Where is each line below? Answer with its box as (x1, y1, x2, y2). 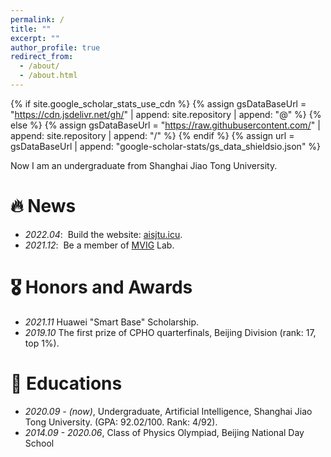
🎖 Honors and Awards (10, 276, 193, 298)
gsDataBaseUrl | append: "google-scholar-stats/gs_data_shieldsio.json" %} (10, 140, 322, 152)
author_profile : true (10, 42, 101, 53)
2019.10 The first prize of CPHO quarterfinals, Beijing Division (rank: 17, (24, 326, 317, 338)
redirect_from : (10, 52, 74, 62)
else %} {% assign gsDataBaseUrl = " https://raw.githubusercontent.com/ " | (10, 119, 321, 131)
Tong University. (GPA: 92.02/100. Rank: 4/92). (24, 416, 218, 428)
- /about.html (19, 71, 78, 81)
